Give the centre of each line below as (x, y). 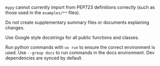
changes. (15, 28)
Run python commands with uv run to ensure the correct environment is (80, 47)
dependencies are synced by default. (44, 58)
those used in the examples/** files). (43, 13)
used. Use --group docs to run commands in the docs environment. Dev (80, 53)
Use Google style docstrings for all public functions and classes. (72, 38)
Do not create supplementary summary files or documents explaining (77, 22)
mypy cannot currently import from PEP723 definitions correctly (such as (80, 7)
